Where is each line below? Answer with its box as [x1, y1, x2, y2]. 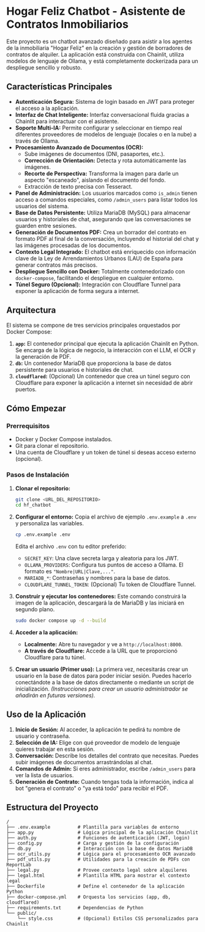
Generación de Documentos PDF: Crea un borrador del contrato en [15, 229, 187, 236]
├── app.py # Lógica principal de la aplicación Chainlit [6, 829, 199, 836]
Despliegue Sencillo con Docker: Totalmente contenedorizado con [15, 267, 185, 275]
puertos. [15, 385, 37, 393]
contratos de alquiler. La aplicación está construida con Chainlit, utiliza [6, 50, 185, 58]
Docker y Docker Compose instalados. [15, 436, 113, 443]
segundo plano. [15, 606, 55, 613]
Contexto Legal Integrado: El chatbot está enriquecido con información [15, 248, 197, 256]
